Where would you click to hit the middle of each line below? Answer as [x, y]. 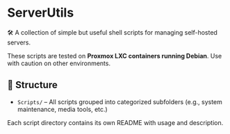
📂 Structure [32, 85]
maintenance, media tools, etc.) [62, 109]
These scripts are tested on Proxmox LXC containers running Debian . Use [115, 56]
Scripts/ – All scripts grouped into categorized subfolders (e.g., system [120, 101]
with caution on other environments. [59, 63]
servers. [19, 42]
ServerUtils [41, 13]
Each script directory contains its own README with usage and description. [115, 122]
